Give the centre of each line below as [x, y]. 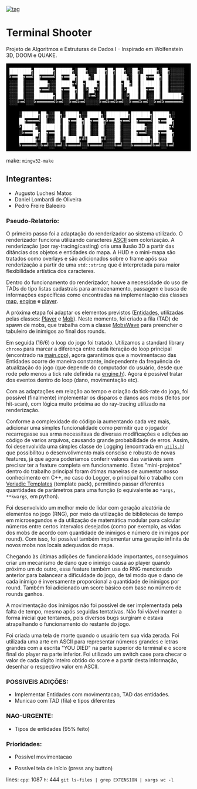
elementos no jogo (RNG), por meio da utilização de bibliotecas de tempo [95, 514]
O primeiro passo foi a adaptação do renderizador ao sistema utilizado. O [94, 234]
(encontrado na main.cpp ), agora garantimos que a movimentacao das [91, 355]
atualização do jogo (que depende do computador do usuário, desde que [94, 367]
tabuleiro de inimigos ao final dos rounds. [56, 331]
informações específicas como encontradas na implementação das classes [97, 295]
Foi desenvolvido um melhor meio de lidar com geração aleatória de [88, 508]
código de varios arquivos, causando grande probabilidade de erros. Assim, [98, 440]
